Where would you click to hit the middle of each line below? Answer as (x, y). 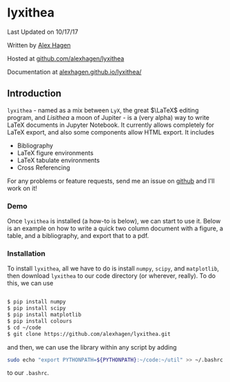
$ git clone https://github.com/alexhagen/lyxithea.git (89, 334)
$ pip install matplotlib (44, 315)
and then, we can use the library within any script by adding (92, 347)
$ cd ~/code (24, 328)
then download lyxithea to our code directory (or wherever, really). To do (111, 276)
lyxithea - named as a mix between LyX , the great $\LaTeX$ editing (103, 110)
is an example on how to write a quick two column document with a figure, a (115, 228)
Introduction (34, 93)
